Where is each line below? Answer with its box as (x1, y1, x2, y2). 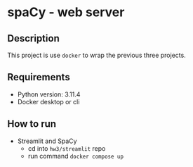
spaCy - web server (7, 4, 125, 20)
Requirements (7, 71, 70, 83)
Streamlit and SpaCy (17, 137, 77, 145)
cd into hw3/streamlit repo (27, 144, 106, 152)
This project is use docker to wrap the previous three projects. (7, 51, 186, 59)
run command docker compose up (27, 151, 124, 160)
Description (7, 32, 60, 44)
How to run (7, 118, 57, 130)
